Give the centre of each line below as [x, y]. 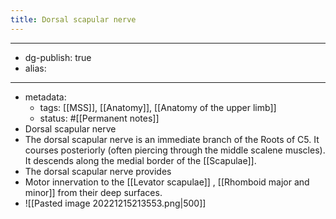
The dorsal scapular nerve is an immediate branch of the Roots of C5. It [172, 139]
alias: [35, 68]
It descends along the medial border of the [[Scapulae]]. [140, 160]
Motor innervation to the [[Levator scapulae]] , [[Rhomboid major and [167, 182]
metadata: [45, 97]
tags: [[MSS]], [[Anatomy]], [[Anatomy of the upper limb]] [158, 107]
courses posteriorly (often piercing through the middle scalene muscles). [175, 150]
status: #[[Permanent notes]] [99, 118]
